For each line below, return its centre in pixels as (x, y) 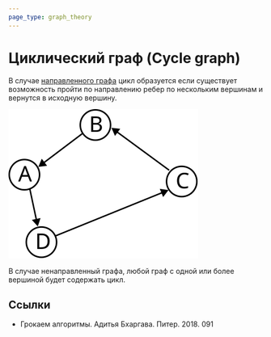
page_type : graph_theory (50, 17)
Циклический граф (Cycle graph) (125, 58)
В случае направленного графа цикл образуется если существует (123, 80)
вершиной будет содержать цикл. (67, 280)
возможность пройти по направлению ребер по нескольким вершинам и (136, 89)
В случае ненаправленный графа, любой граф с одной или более (121, 271)
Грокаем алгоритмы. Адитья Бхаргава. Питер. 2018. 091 (117, 324)
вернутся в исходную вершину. (63, 98)
